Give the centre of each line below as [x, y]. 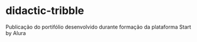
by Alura [16, 33]
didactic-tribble [45, 11]
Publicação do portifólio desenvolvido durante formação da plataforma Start [98, 27]
